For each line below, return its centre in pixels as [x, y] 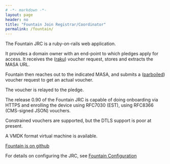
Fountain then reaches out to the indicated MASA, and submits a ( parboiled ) [85, 74]
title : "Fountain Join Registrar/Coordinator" [56, 24]
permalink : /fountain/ [29, 29]
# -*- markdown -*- [26, 10]
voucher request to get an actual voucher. [49, 80]
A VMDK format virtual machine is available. [52, 136]
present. [14, 126]
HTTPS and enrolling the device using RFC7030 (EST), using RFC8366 [80, 105]
